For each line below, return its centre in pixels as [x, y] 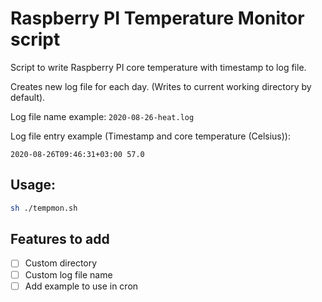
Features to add [60, 239]
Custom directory [61, 263]
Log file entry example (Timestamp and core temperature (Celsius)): [150, 136]
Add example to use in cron [81, 286]
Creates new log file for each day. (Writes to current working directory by [161, 86]
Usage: [33, 185]
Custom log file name [68, 274]
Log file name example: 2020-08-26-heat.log [102, 116]
